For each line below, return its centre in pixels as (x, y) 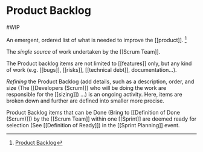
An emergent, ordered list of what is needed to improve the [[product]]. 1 (97, 39)
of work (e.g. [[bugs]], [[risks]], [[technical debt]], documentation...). (92, 69)
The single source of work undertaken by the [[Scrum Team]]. (83, 51)
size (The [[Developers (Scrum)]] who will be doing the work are (86, 87)
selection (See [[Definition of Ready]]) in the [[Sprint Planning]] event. (93, 125)
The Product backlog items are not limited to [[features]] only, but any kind (99, 63)
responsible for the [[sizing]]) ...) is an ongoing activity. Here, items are (94, 94)
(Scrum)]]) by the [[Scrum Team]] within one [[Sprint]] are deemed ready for (101, 119)
